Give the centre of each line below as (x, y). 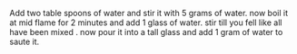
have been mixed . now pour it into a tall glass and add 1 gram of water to (146, 32)
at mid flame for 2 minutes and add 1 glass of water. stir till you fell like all (146, 22)
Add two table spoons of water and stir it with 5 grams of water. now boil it (149, 13)
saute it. (25, 41)
